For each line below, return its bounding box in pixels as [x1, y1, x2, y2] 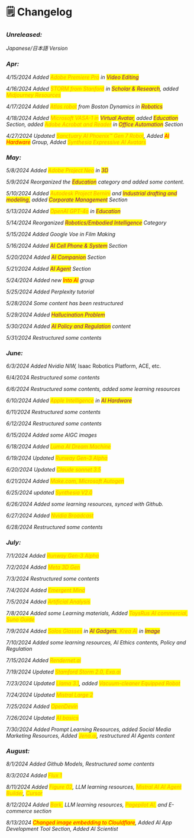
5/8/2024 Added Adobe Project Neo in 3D [6, 167, 109, 174]
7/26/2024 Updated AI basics [6, 714, 79, 721]
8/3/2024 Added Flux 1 [6, 771, 62, 779]
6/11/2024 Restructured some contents [6, 409, 101, 416]
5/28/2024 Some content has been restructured [6, 300, 124, 307]
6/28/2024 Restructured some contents [6, 524, 103, 531]
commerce [6, 807, 33, 814]
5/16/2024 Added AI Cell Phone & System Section [6, 242, 128, 249]
